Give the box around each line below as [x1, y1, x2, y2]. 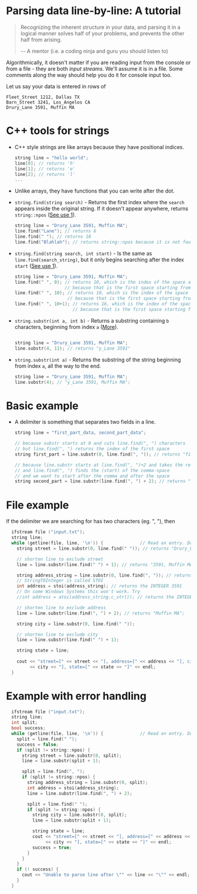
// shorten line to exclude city [16, 632, 98, 637]
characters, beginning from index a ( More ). [14, 323, 118, 330]
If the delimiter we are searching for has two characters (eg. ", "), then [6, 518, 175, 525]
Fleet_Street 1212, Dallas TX [6, 94, 80, 100]
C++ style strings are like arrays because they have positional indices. [14, 143, 185, 151]
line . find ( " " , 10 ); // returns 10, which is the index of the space [14, 290, 189, 296]
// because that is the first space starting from [64, 284, 191, 291]
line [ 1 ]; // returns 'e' [14, 166, 76, 172]
